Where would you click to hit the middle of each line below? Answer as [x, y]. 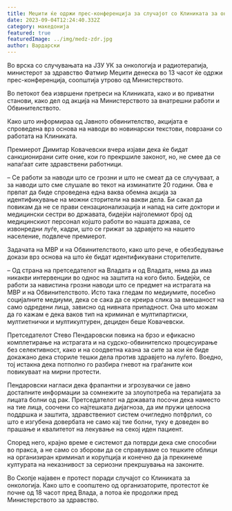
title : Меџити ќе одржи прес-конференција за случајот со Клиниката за [112, 13]
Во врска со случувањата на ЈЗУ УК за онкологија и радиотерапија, [108, 65]
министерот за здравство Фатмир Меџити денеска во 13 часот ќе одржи [115, 73]
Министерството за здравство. [53, 500]
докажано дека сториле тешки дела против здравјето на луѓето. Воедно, [115, 357]
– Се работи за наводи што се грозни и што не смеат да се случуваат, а [113, 177]
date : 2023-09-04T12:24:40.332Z [54, 20]
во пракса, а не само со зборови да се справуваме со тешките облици [112, 450]
